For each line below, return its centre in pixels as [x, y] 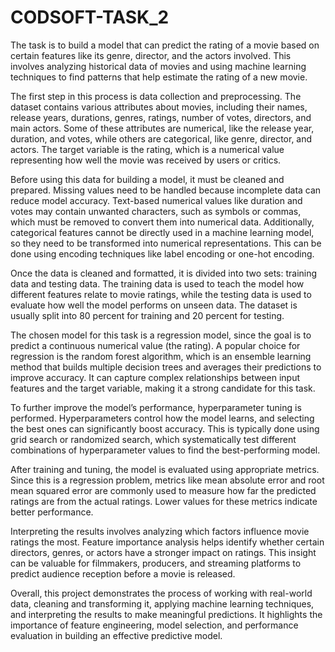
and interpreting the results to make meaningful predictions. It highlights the [166, 614]
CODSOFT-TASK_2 [90, 17]
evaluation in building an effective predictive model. [116, 635]
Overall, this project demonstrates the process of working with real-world [161, 593]
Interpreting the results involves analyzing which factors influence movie [160, 531]
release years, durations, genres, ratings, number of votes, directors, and [161, 117]
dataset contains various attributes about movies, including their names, [159, 107]
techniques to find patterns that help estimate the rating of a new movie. [159, 77]
